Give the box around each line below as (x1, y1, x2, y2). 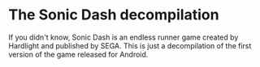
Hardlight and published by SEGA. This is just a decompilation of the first (8, 40, 252, 50)
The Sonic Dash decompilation (8, 6, 219, 24)
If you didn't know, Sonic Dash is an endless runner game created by (8, 32, 239, 42)
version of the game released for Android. (8, 49, 149, 59)
